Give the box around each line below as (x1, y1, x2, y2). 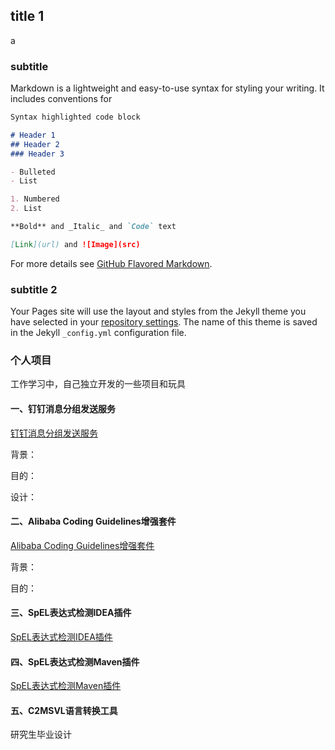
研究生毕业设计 (10, 729, 72, 741)
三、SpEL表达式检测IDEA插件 (10, 607, 132, 619)
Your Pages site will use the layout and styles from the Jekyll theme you (10, 305, 307, 318)
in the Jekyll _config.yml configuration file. (10, 327, 187, 339)
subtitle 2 (10, 282, 58, 296)
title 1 (10, 8, 45, 25)
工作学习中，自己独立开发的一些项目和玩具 (10, 378, 186, 390)
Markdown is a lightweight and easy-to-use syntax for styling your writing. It (10, 82, 325, 94)
